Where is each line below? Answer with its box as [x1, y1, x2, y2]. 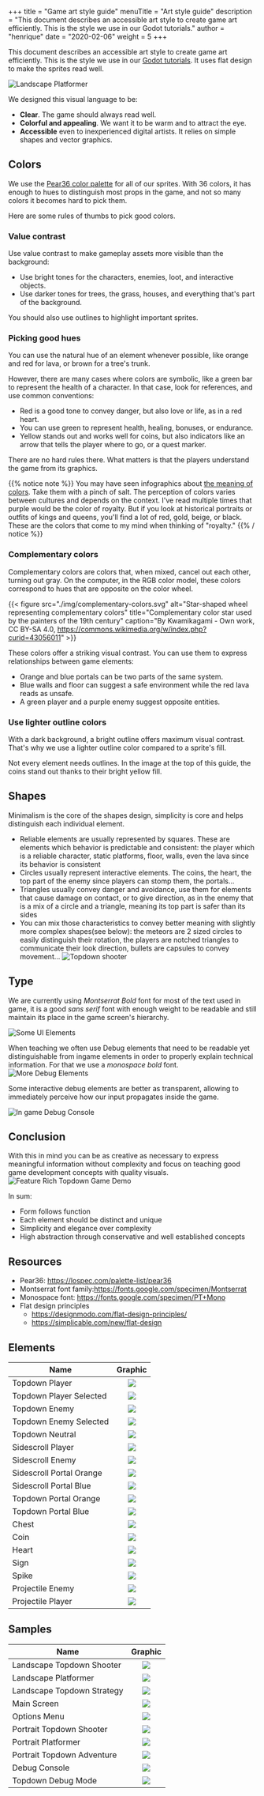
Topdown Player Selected [12, 1391, 107, 1402]
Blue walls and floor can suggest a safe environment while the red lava [19, 680, 250, 690]
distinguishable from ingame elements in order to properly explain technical [8, 1051, 254, 1061]
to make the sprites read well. [8, 64, 104, 73]
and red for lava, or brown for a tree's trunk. [8, 359, 151, 368]
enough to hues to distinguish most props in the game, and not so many [8, 187, 242, 197]
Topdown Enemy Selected [12, 1416, 110, 1427]
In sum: [8, 1192, 32, 1201]
